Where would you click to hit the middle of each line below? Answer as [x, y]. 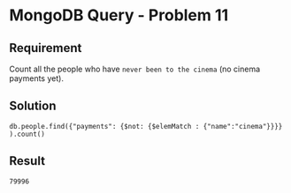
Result [27, 161]
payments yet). [37, 78]
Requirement [46, 48]
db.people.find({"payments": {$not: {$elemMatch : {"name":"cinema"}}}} [146, 126]
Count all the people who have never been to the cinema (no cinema [135, 69]
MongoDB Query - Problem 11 [119, 15]
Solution [33, 106]
